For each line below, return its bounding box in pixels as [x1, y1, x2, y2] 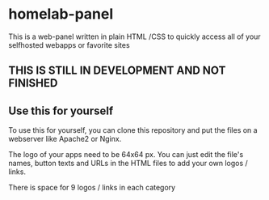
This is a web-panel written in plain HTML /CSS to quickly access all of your [8, 32, 261, 41]
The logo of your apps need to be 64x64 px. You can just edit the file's [8, 150, 244, 160]
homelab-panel [8, 5, 114, 23]
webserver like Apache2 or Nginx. [8, 134, 122, 144]
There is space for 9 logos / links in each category [8, 183, 176, 193]
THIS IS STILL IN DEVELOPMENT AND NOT [8, 64, 226, 78]
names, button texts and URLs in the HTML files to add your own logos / [8, 159, 248, 168]
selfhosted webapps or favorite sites [8, 40, 131, 49]
